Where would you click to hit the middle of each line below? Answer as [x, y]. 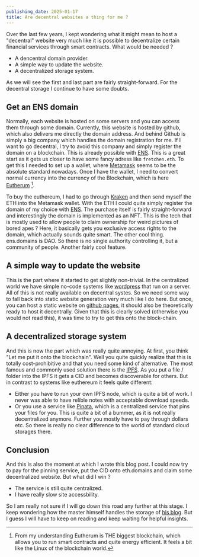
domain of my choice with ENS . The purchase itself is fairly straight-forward [99, 209]
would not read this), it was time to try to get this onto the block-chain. [92, 318]
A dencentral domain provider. [52, 58]
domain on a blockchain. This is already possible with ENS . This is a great [96, 153]
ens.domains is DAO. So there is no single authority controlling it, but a [92, 241]
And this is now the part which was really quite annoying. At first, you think [97, 351]
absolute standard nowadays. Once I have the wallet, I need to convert [92, 172]
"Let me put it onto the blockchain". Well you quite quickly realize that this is [99, 357]
